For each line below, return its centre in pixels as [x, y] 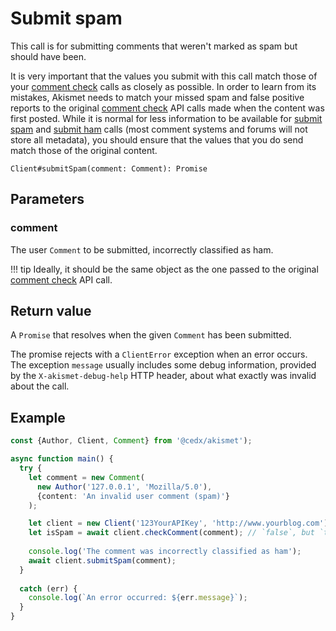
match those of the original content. [84, 150]
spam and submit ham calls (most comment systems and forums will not [159, 129]
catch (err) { [48, 588]
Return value [51, 311]
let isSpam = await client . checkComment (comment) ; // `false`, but [171, 533]
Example [38, 417]
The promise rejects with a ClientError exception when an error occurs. [159, 354]
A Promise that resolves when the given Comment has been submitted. [151, 335]
